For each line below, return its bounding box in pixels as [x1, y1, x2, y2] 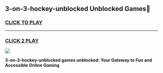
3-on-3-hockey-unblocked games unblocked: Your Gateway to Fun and [5, 57, 152, 63]
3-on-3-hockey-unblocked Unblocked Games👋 [5, 5, 151, 13]
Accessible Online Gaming [5, 62, 60, 68]
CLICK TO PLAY [5, 19, 43, 26]
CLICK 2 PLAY [5, 37, 39, 44]
